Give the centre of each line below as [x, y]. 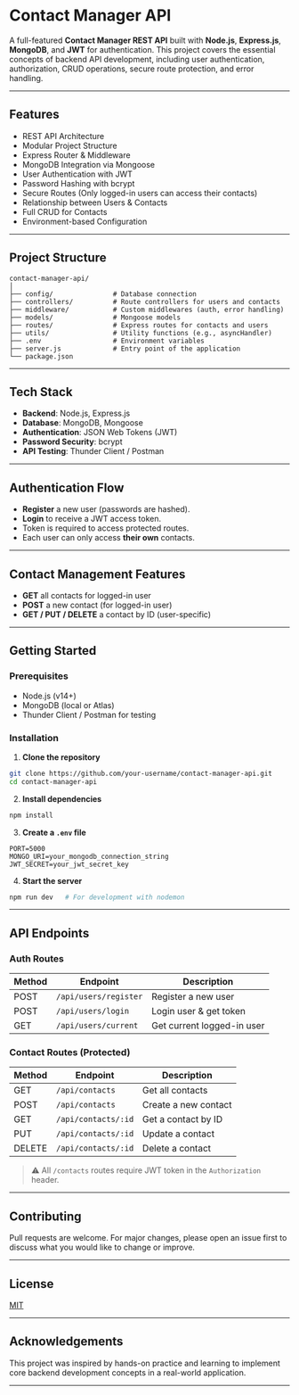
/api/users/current [97, 1026]
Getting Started [53, 651]
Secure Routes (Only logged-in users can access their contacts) [140, 193]
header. [45, 1180]
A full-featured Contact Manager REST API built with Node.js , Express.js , [145, 40]
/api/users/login [93, 1011]
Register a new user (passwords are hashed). [106, 509]
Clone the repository [61, 757]
